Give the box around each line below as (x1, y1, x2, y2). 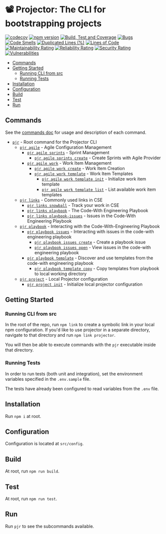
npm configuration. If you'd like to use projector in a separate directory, (5, 327, 150, 333)
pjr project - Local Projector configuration (19, 276, 108, 282)
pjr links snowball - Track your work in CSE (27, 202, 120, 208)
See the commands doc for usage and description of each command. (5, 129, 147, 135)
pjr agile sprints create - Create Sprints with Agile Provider (34, 155, 161, 161)
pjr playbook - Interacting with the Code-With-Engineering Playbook (19, 223, 160, 229)
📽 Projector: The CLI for (5, 4, 106, 15)
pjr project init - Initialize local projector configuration (27, 281, 143, 287)
